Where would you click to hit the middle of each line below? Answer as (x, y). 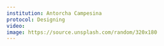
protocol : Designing (36, 20)
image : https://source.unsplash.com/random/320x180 (82, 32)
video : (16, 26)
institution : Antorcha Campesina (54, 13)
